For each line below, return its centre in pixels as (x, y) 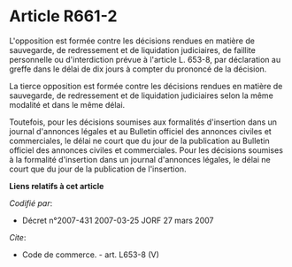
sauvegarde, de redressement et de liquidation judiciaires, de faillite (133, 50)
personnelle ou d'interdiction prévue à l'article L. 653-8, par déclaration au (145, 59)
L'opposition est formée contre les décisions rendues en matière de (132, 41)
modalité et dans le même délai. (67, 104)
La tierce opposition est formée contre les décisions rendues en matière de (146, 86)
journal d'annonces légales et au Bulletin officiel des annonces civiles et (140, 131)
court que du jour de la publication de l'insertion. (98, 169)
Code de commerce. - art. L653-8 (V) (90, 255)
